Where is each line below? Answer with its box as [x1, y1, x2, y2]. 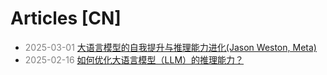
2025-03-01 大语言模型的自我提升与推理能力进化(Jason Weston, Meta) [24, 41, 317, 53]
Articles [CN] [10, 7, 122, 30]
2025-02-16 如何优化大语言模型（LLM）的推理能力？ [24, 53, 245, 66]
